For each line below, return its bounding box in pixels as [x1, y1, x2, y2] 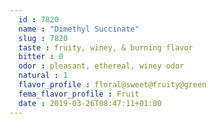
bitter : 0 [18, 52, 64, 62]
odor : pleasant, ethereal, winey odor [18, 61, 185, 71]
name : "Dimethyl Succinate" [18, 24, 140, 34]
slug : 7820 [18, 33, 69, 43]
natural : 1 [18, 71, 69, 81]
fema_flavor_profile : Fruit [18, 89, 140, 99]
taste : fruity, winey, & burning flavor [18, 42, 194, 53]
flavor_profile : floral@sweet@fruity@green [18, 80, 207, 90]
